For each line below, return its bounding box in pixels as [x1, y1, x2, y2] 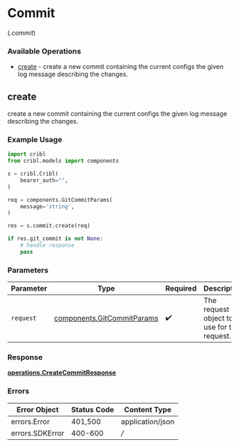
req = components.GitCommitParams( [7, 196, 113, 203]
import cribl [7, 151, 46, 158]
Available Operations [7, 46, 82, 56]
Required [165, 284, 197, 293]
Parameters [7, 265, 48, 275]
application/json [120, 416, 175, 426]
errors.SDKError [11, 428, 65, 438]
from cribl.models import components [7, 158, 119, 165]
